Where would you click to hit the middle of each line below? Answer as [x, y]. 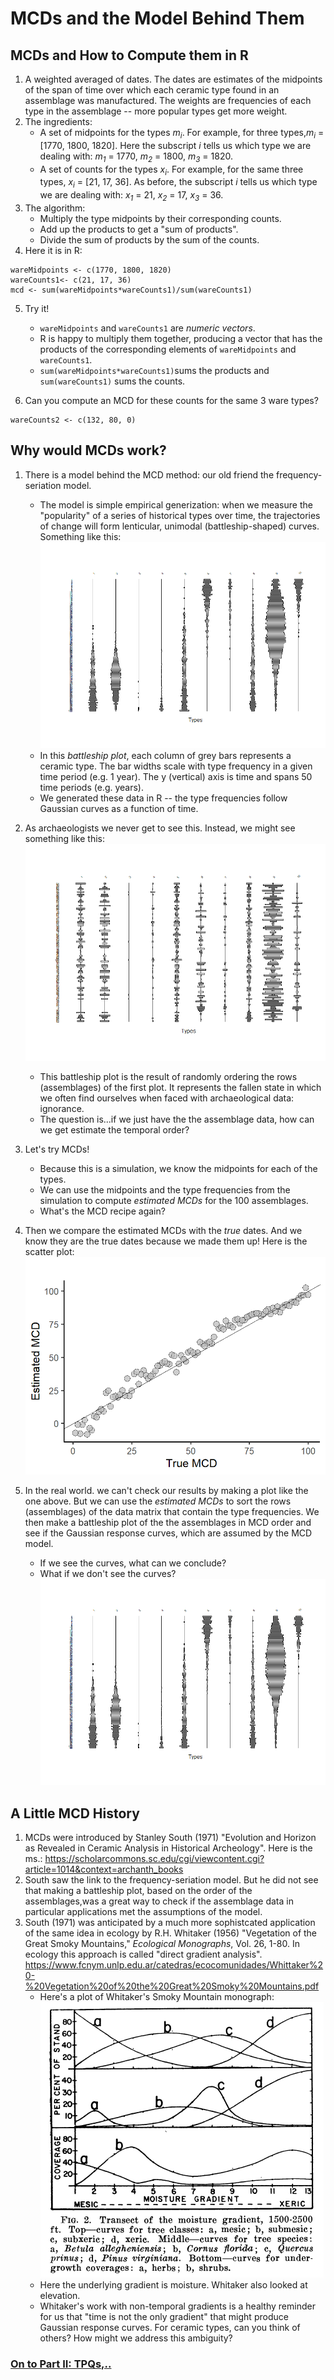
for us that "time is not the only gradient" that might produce [164, 2316]
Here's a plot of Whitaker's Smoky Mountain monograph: [157, 1996]
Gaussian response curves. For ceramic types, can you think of [170, 2327]
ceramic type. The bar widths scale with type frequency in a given [176, 766]
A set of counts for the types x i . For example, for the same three [171, 170]
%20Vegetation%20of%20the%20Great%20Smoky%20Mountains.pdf [172, 1986]
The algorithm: [55, 208]
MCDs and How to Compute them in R [129, 55]
